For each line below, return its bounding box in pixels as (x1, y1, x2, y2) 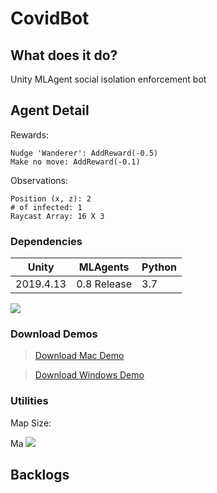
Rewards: (10, 128, 50, 141)
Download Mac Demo (34, 350, 125, 362)
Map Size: (10, 417, 52, 429)
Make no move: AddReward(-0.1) (10, 157, 141, 167)
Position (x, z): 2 (10, 193, 92, 204)
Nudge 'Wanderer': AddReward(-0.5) (10, 148, 159, 158)
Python (141, 260, 177, 274)
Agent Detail (10, 102, 90, 119)
